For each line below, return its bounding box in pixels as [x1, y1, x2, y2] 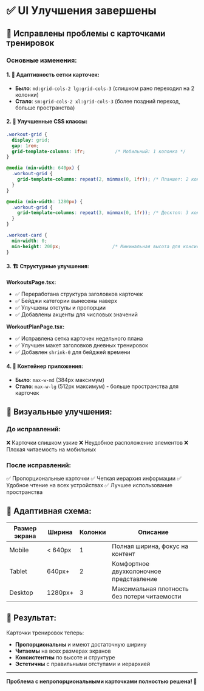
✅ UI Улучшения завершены [6, 4, 157, 18]
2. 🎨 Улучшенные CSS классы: [6, 118, 88, 125]
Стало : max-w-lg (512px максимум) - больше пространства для [15, 383, 179, 390]
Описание [137, 527, 169, 536]
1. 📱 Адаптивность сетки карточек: [6, 71, 100, 78]
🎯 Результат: [6, 613, 56, 623]
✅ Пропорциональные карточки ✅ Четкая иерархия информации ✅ [6, 474, 182, 482]
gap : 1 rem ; [12, 142, 39, 149]
